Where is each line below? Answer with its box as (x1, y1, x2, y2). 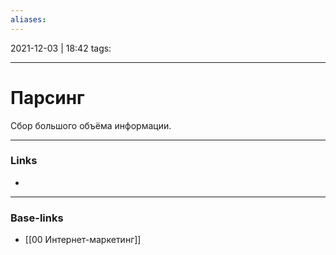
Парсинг (10, 86, 85, 109)
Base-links (10, 211, 64, 225)
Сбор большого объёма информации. (10, 119, 172, 131)
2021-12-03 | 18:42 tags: (10, 42, 112, 54)
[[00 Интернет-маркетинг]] (24, 234, 142, 246)
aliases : (10, 14, 47, 25)
